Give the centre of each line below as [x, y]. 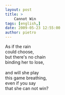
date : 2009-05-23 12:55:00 [33, 28]
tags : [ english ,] [23, 23]
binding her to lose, [25, 62]
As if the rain [18, 47]
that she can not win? [27, 88]
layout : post [18, 10]
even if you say [20, 83]
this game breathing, [26, 78]
